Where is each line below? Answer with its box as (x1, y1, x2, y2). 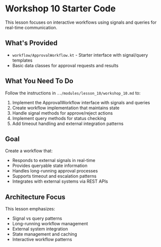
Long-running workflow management (12, 221, 88, 227)
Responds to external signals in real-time (12, 158, 96, 164)
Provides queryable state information (12, 163, 88, 168)
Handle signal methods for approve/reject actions (12, 110, 113, 116)
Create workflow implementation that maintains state (12, 105, 120, 111)
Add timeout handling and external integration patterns (12, 121, 124, 126)
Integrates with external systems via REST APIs (12, 178, 108, 184)
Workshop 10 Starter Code (5, 3, 116, 14)
